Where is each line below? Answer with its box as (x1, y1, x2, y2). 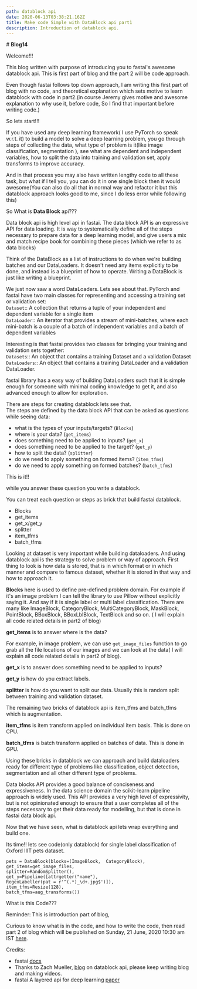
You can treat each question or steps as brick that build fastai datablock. (6, 496, 182, 503)
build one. (6, 829, 30, 836)
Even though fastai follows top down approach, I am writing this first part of (6, 82, 189, 89)
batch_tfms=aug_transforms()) (6, 889, 80, 895)
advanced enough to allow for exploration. (6, 389, 108, 397)
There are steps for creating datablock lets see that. (6, 401, 132, 408)
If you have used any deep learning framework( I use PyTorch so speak (6, 129, 178, 136)
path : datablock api (6, 8, 57, 15)
